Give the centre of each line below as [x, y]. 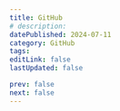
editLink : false [40, 60]
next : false [32, 92]
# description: [38, 26]
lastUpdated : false [46, 69]
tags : [20, 51]
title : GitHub [36, 18]
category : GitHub [42, 43]
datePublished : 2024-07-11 [60, 34]
